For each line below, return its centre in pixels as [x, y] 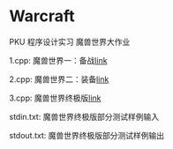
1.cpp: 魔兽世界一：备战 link [58, 60]
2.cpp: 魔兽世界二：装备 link [59, 79]
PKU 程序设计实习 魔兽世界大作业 [70, 41]
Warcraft [42, 16]
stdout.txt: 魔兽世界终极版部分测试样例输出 [87, 135]
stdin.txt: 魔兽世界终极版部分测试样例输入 [84, 116]
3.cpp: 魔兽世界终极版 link [55, 98]
